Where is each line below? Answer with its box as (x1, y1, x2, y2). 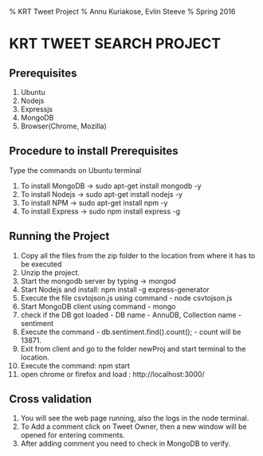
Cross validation (9, 392, 92, 406)
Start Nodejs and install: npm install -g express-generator (20, 285, 210, 294)
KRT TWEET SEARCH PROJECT (9, 35, 222, 53)
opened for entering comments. (20, 430, 126, 440)
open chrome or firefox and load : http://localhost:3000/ (20, 369, 206, 379)
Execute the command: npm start (20, 360, 131, 370)
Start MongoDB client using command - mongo (20, 301, 176, 311)
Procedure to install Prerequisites (9, 144, 179, 158)
